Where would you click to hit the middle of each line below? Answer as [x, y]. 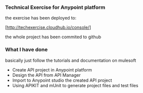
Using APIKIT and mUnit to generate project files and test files [75, 85]
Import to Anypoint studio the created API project [62, 80]
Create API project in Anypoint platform [52, 70]
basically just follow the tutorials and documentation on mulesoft [71, 60]
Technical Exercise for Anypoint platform [55, 7]
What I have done [26, 49]
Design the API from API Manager [46, 75]
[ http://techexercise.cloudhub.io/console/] [48, 27]
